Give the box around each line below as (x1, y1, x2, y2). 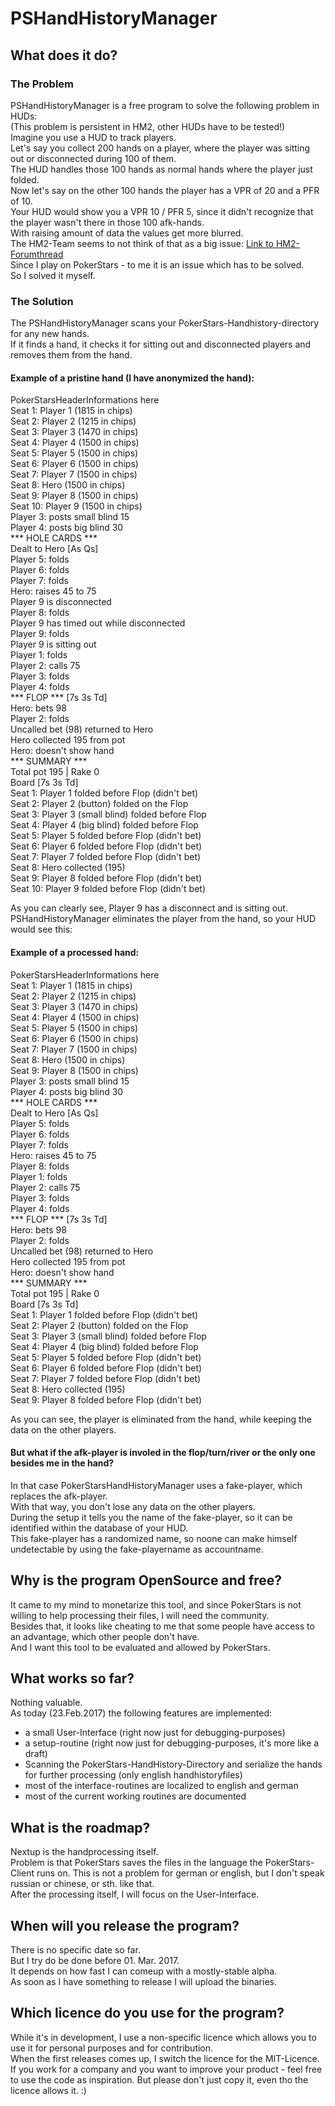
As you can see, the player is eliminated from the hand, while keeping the (10, 1413, 313, 1425)
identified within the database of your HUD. (10, 1522, 189, 1534)
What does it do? (10, 47, 118, 64)
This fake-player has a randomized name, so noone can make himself (10, 1532, 298, 1544)
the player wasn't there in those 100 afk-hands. (10, 216, 205, 228)
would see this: (10, 923, 73, 936)
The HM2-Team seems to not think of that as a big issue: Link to (10, 237, 274, 249)
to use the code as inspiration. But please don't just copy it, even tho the (10, 2073, 309, 2086)
